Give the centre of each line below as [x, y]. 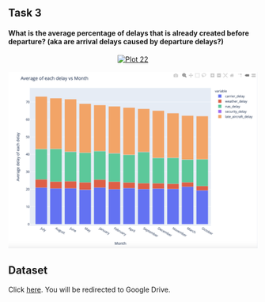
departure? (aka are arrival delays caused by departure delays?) [116, 41]
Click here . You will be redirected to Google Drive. [89, 289]
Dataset [28, 271]
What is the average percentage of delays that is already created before [129, 33]
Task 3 [25, 13]
